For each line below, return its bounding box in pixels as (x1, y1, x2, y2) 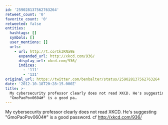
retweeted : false (5, 21, 41, 26)
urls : (9, 44, 21, 49)
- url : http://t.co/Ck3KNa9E (14, 49, 75, 54)
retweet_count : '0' (5, 12, 46, 17)
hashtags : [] (9, 30, 37, 35)
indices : (18, 63, 37, 68)
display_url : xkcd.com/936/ (18, 58, 77, 63)
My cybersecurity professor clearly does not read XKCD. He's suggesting (5, 109, 156, 115)
